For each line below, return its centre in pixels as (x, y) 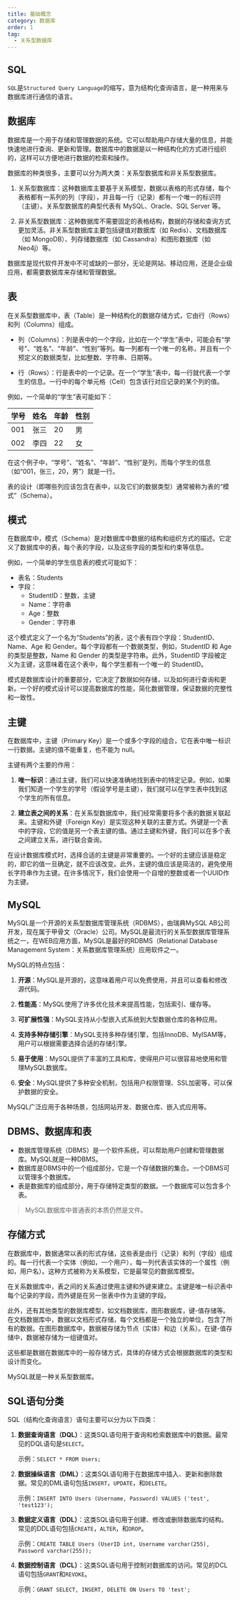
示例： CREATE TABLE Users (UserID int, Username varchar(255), (114, 1544)
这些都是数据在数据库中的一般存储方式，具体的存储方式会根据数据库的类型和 (120, 1352)
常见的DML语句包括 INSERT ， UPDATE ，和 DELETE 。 (101, 1483)
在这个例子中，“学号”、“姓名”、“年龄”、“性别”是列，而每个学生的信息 (109, 462)
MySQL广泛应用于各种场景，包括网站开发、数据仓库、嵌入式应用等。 (109, 1107)
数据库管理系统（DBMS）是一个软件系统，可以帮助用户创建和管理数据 (121, 1150)
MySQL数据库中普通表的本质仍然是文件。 (86, 1210)
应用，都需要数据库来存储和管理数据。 (64, 272)
